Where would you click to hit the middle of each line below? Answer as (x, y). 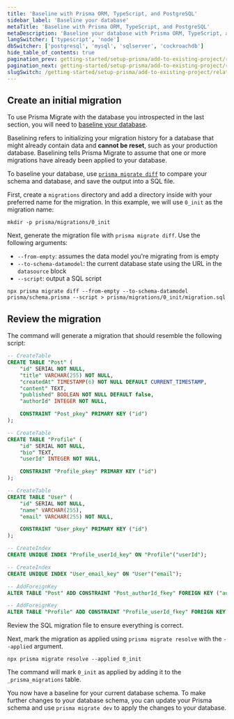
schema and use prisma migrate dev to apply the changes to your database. (117, 708)
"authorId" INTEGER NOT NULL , (64, 401)
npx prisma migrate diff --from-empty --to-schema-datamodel (98, 291)
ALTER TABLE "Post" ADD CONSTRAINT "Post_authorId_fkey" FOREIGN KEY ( (113, 593)
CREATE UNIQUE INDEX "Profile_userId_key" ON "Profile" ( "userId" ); (107, 555)
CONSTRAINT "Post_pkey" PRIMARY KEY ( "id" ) (84, 414)
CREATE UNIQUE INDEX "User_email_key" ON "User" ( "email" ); (95, 574)
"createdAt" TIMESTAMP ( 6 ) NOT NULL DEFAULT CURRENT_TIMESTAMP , (114, 382)
